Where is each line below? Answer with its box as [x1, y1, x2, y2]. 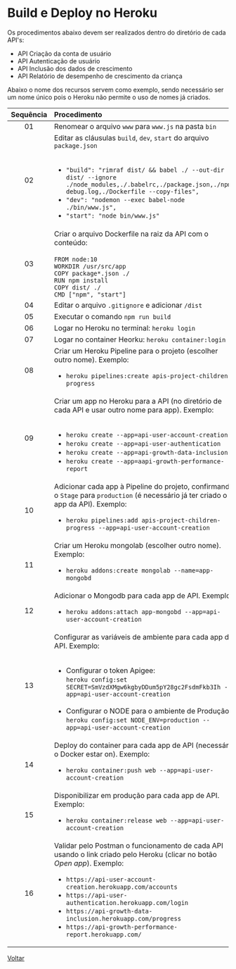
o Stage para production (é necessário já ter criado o [53, 490, 228, 500]
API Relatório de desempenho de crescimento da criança [17, 72, 183, 80]
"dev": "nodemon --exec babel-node [65, 196, 185, 204]
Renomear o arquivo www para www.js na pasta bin [53, 121, 216, 131]
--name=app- [173, 566, 214, 575]
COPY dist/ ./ [53, 283, 101, 292]
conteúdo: [53, 237, 88, 247]
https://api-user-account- [65, 875, 157, 883]
